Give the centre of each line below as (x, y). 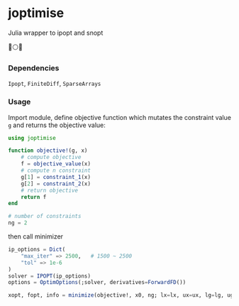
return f (34, 197)
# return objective (50, 190)
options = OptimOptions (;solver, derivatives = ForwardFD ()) (97, 283)
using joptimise (32, 138)
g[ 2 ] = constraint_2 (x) (56, 184)
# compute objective (51, 158)
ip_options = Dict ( (37, 250)
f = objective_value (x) (56, 164)
